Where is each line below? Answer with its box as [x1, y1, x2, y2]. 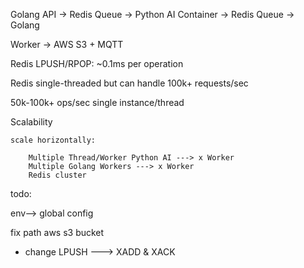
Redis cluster [28, 170, 87, 180]
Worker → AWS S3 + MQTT [10, 39, 124, 50]
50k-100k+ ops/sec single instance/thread [10, 97, 185, 108]
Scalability [10, 116, 53, 128]
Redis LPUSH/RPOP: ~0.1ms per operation [10, 58, 184, 69]
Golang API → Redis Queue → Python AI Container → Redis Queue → [10, 9, 295, 20]
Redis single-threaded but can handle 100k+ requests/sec [10, 77, 249, 89]
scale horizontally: [10, 135, 97, 145]
